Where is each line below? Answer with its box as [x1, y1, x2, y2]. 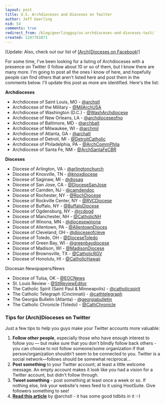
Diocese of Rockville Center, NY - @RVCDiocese [12, 197, 112, 203]
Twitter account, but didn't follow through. [12, 372, 99, 378]
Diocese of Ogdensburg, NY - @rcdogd [12, 208, 94, 214]
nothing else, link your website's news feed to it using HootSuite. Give [12, 383, 156, 389]
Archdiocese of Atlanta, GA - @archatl [12, 131, 91, 136]
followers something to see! [12, 388, 70, 394]
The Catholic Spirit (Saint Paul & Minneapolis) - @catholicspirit [12, 285, 141, 291]
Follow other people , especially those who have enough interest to [12, 335, 150, 341]
